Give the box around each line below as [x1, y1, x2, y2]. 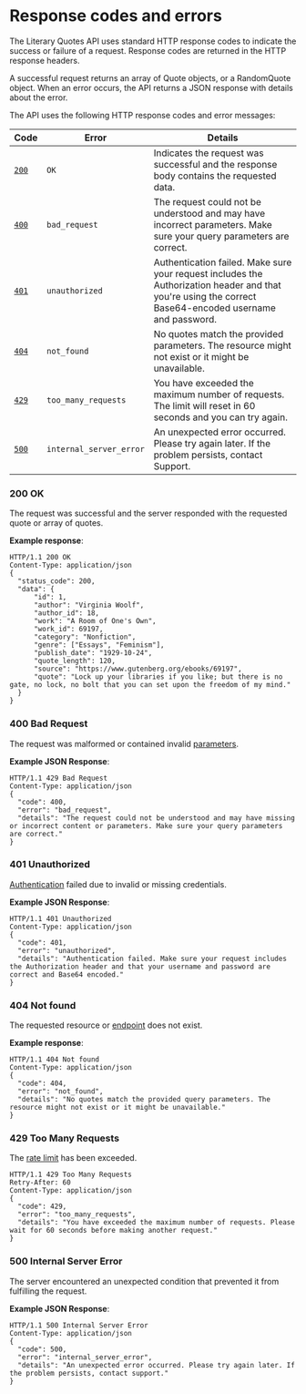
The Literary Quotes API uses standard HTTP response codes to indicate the [9, 36, 297, 46]
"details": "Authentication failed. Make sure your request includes [17, 954, 287, 963]
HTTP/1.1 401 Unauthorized [9, 914, 112, 923]
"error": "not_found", [17, 1087, 104, 1096]
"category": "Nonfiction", [33, 632, 137, 642]
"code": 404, [17, 1079, 67, 1089]
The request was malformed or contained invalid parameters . [9, 738, 240, 749]
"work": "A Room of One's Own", [33, 617, 157, 626]
